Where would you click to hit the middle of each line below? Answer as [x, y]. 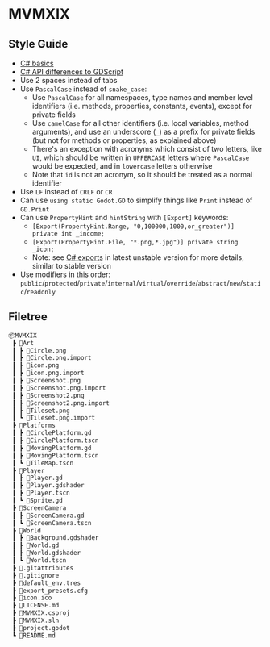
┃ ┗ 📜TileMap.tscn [43, 463]
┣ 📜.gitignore [35, 575]
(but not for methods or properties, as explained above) [124, 140]
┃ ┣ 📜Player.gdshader [48, 486]
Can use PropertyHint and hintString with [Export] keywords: [124, 217]
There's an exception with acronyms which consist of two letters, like [147, 149]
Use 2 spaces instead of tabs [69, 80]
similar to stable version [71, 266]
